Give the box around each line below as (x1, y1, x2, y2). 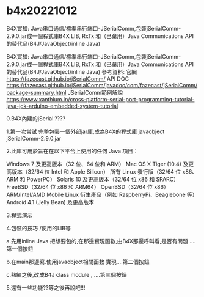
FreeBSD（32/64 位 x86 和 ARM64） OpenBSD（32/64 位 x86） (6, 183, 169, 190)
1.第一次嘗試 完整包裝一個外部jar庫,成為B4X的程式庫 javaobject (6, 128, 165, 135)
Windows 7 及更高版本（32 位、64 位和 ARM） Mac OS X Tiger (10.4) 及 (6, 160, 189, 167)
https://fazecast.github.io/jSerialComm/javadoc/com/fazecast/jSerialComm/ (6, 81, 198, 89)
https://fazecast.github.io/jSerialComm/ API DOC (6, 75, 129, 82)
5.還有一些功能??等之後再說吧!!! (6, 284, 86, 291)
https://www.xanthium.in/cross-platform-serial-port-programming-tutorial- (6, 95, 195, 103)
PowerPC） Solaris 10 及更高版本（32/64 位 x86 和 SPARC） (26, 175, 179, 183)
